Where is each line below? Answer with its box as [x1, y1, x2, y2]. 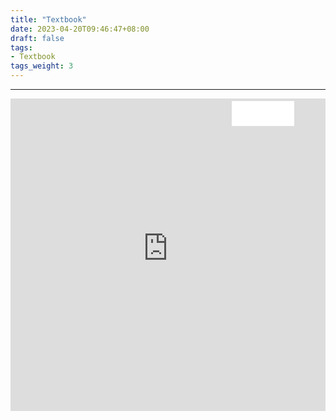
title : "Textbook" [10, 14, 87, 25]
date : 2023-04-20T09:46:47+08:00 [10, 24, 150, 34]
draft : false [10, 33, 65, 43]
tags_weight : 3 [10, 61, 74, 71]
